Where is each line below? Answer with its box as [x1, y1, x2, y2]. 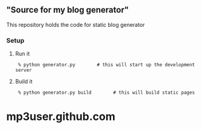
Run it [15, 50, 30, 57]
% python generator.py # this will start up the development [18, 62, 196, 68]
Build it [15, 78, 33, 85]
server [15, 67, 32, 74]
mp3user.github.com [6, 110, 115, 124]
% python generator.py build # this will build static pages [18, 89, 196, 96]
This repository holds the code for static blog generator [6, 21, 145, 28]
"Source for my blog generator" [6, 5, 129, 15]
